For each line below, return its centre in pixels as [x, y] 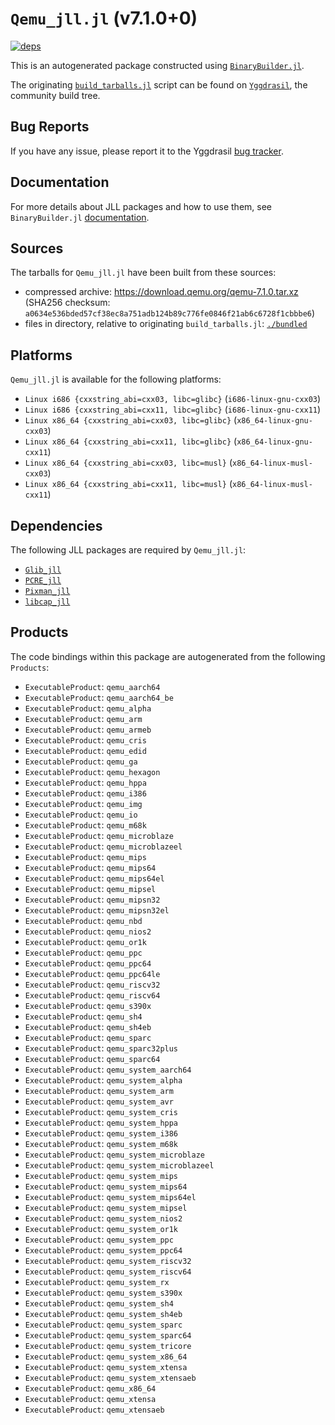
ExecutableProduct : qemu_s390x [88, 1005]
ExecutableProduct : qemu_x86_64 [90, 1388]
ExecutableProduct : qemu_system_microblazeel [119, 1164]
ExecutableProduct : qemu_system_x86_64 [106, 1356]
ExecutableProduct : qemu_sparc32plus [101, 1048]
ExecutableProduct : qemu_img [83, 803]
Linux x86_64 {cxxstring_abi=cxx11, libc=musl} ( [128, 484]
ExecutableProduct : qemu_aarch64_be [99, 697]
